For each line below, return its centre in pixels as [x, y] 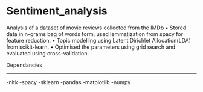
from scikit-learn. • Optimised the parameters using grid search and [91, 47]
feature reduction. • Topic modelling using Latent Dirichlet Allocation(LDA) [99, 40]
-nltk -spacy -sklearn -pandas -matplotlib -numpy [69, 82]
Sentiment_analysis [57, 11]
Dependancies [24, 65]
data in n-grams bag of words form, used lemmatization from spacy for [95, 34]
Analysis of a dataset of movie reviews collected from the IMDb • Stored [96, 28]
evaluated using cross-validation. [48, 53]
